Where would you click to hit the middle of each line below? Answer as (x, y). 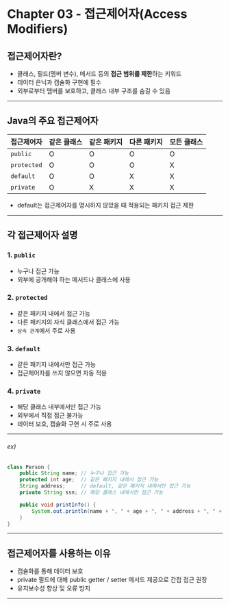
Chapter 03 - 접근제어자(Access (97, 14)
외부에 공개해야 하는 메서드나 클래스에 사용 (74, 279)
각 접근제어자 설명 (42, 235)
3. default (24, 349)
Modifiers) (38, 29)
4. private (24, 391)
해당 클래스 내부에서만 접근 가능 (59, 407)
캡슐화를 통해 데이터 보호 (50, 571)
